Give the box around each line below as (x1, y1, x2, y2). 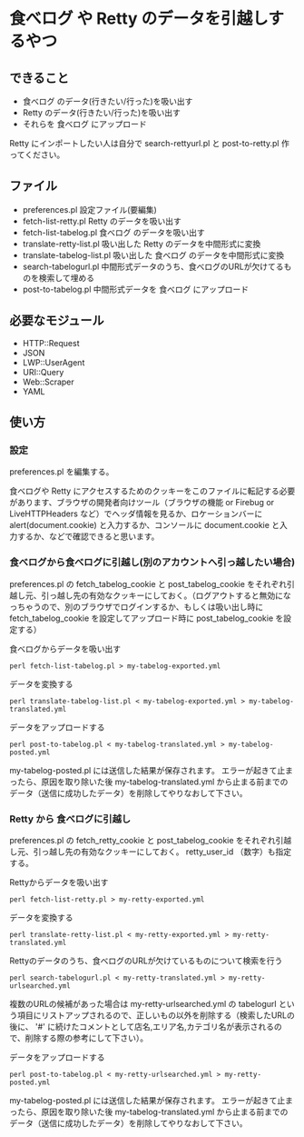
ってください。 (9, 149, 65, 160)
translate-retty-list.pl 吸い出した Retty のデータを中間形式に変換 (22, 238, 261, 249)
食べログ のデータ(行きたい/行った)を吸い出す (22, 96, 193, 106)
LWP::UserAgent (22, 356, 85, 368)
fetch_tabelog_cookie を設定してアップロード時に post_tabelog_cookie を (9, 613, 284, 623)
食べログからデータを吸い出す (9, 643, 121, 654)
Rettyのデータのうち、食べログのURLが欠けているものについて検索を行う (9, 955, 283, 966)
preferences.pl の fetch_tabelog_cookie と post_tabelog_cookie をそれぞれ (9, 578, 288, 589)
